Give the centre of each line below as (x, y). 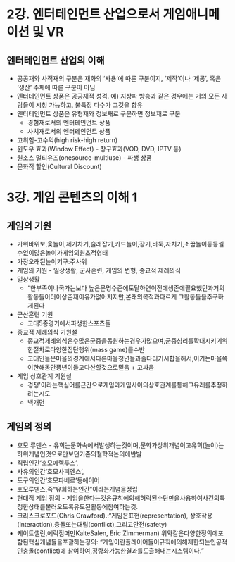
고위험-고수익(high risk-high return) (67, 140)
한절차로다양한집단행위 (59, 350)
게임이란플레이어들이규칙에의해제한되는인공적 (165, 542)
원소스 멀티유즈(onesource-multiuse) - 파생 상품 (84, 158)
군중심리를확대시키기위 (196, 341)
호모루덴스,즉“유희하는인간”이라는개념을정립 (77, 489)
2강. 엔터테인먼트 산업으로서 (83, 14)
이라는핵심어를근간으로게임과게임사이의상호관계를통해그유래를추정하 (134, 385)
